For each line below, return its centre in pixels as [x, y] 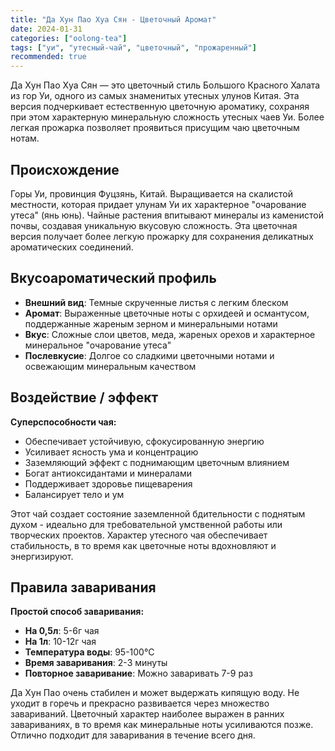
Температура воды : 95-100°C [89, 652]
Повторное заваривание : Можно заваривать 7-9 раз [138, 673]
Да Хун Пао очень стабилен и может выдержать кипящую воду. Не [155, 693]
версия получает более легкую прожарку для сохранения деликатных [162, 236]
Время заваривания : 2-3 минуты [96, 663]
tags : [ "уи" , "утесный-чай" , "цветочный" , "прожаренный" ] [133, 47]
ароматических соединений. [72, 247]
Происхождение [65, 169]
